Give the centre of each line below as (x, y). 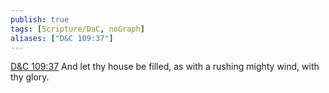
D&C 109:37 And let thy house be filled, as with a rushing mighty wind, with (165, 67)
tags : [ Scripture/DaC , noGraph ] (77, 29)
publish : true (40, 19)
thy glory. (30, 77)
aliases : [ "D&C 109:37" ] (62, 38)
